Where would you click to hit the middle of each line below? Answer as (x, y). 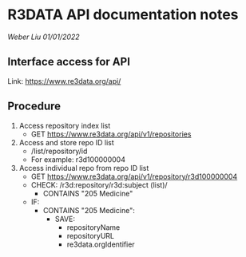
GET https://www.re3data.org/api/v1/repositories (111, 134)
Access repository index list (65, 125)
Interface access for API (69, 62)
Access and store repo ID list (66, 142)
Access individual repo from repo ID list (84, 168)
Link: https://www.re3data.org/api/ (64, 81)
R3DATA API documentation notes (123, 15)
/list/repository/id (59, 151)
